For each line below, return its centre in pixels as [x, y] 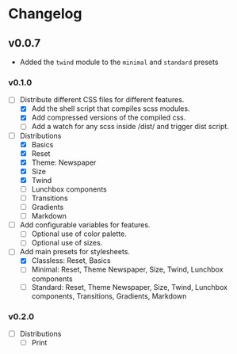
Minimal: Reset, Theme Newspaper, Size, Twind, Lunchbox [127, 269]
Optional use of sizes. [67, 243]
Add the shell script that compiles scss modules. [111, 108]
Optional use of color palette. [79, 234]
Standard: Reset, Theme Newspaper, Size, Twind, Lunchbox [130, 287]
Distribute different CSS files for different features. [102, 100]
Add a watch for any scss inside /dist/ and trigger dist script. [130, 127]
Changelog [45, 14]
